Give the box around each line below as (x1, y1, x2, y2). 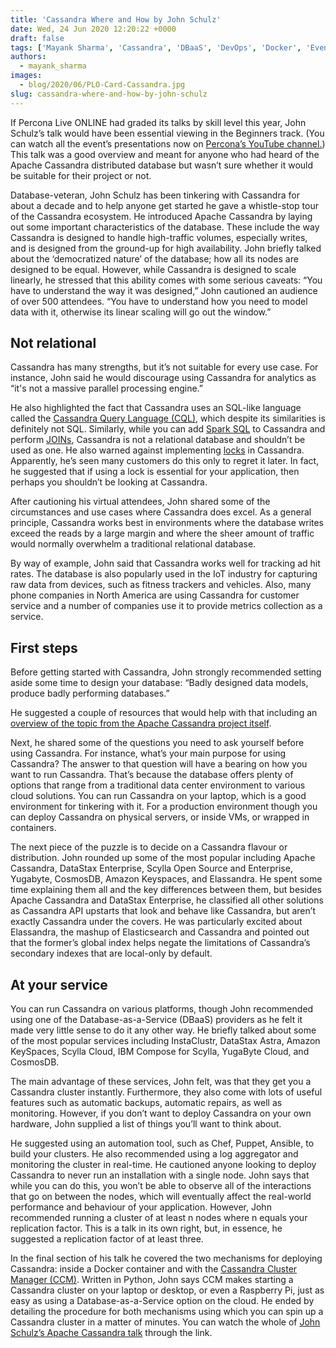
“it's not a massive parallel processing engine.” (10, 382, 203, 395)
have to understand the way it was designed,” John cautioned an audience (10, 284, 318, 296)
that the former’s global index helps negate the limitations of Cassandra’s (10, 937, 311, 949)
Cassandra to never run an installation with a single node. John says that (10, 1169, 310, 1181)
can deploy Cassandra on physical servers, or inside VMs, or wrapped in (10, 811, 310, 823)
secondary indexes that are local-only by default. (10, 947, 213, 960)
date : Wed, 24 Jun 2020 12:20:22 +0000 (10, 24, 177, 34)
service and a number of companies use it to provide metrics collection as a (10, 600, 323, 612)
